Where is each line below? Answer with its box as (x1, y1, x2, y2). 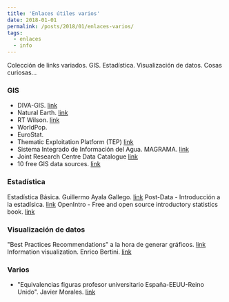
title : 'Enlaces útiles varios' (7, 10, 100, 17)
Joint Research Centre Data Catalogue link (17, 152, 139, 161)
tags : (7, 29, 23, 37)
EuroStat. (17, 130, 44, 139)
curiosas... (7, 68, 37, 77)
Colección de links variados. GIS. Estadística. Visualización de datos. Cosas (7, 61, 222, 69)
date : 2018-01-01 (7, 17, 57, 23)
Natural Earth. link (17, 108, 68, 117)
